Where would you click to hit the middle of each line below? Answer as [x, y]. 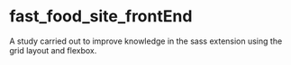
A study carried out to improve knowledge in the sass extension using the [146, 41]
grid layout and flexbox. [53, 50]
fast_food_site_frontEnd [101, 16]
